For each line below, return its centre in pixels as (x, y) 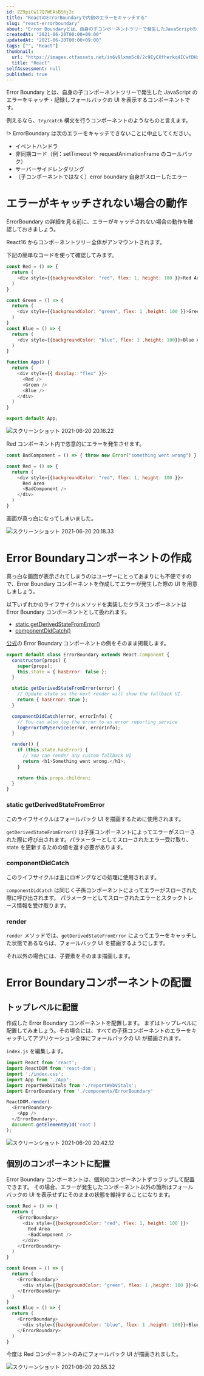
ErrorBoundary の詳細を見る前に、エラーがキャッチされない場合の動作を (97, 222)
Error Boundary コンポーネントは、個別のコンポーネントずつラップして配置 (100, 1179)
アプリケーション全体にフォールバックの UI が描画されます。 (108, 1038)
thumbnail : (20, 52)
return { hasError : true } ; (53, 700)
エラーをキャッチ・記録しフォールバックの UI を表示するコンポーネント (96, 100)
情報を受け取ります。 (43, 905)
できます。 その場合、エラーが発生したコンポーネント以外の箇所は (89, 1187)
